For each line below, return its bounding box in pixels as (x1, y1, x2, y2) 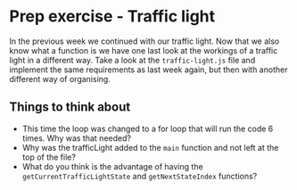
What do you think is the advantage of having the (21, 161, 203, 171)
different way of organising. (9, 73, 111, 84)
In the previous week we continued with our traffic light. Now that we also (9, 36, 280, 46)
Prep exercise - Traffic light (9, 6, 216, 27)
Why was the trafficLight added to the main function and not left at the (21, 142, 279, 153)
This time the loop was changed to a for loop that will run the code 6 (21, 123, 274, 134)
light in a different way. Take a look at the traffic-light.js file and (9, 54, 256, 65)
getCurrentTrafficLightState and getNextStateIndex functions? (21, 170, 258, 181)
